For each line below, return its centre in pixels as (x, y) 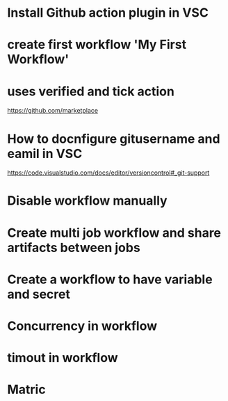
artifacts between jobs (74, 247)
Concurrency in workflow (82, 326)
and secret (39, 294)
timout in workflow (63, 358)
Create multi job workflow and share (114, 233)
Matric (27, 390)
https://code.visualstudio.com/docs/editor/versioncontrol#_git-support (108, 173)
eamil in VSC (45, 154)
